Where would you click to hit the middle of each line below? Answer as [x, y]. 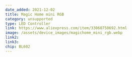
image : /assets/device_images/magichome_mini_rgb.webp [64, 33]
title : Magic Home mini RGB [35, 14]
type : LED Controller [28, 24]
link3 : [12, 42]
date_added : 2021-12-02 [30, 10]
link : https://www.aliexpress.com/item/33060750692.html [66, 28]
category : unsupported [29, 19]
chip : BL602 [18, 47]
